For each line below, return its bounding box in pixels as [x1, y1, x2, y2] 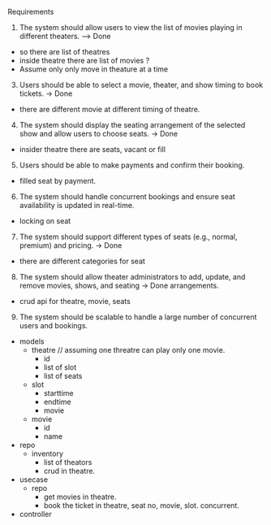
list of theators [43, 458, 92, 466]
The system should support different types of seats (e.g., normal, [19, 232, 238, 241]
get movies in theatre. [43, 492, 117, 501]
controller [19, 510, 52, 518]
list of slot [43, 362, 77, 372]
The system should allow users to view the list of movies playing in [19, 23, 243, 32]
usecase [19, 475, 49, 484]
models [19, 336, 45, 346]
